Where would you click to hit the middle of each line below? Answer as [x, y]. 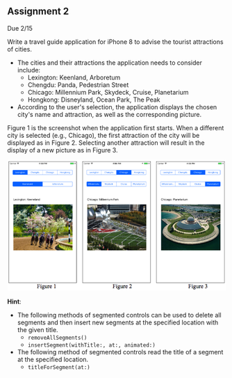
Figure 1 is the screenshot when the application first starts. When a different [116, 127]
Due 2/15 [20, 28]
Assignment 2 [38, 11]
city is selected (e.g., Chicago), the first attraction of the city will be [103, 135]
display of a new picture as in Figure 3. [63, 150]
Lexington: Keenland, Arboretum [74, 77]
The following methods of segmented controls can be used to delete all [119, 315]
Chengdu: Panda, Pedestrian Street [78, 85]
